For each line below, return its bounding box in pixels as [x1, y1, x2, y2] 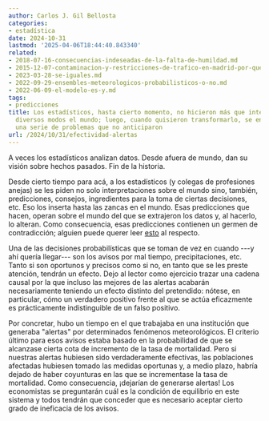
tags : [8, 94, 26, 102]
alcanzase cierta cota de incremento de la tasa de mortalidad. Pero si [8, 343, 237, 353]
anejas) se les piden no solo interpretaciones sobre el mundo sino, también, [8, 185, 259, 194]
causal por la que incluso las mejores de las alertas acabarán [8, 277, 210, 287]
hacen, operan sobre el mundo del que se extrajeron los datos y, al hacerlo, [8, 210, 258, 220]
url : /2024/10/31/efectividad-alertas [8, 130, 138, 138]
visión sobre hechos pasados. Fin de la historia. [8, 161, 166, 170]
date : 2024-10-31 [8, 34, 66, 42]
